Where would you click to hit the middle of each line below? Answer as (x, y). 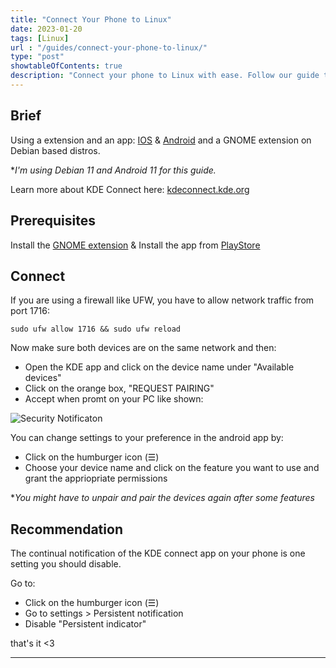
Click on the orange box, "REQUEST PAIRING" (119, 388)
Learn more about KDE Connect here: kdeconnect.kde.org (130, 189)
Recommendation (66, 529)
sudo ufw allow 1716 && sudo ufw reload (96, 329)
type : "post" (37, 57)
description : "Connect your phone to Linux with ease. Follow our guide (165, 76)
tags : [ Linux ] (40, 38)
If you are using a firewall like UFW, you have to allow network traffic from (162, 300)
